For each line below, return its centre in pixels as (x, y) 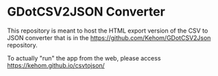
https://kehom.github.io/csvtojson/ (56, 65)
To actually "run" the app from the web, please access (84, 58)
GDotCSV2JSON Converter (86, 12)
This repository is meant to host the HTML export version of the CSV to (108, 31)
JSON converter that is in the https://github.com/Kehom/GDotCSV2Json (109, 37)
